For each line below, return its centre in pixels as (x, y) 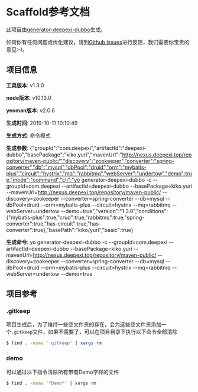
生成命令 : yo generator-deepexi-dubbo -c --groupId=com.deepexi (87, 242)
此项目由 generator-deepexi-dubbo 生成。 (56, 30)
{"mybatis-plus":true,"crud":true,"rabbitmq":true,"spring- (75, 217)
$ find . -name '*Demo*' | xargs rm (51, 383)
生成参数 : (17, 148)
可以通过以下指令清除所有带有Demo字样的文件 (63, 372)
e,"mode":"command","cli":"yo (43, 179)
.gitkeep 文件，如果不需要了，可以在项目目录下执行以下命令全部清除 (95, 332)
